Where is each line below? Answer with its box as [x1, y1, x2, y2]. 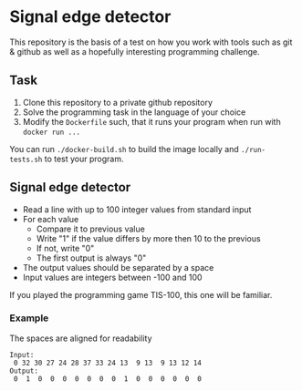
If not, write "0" [36, 242, 95, 253]
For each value [22, 213, 79, 224]
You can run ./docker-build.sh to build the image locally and [9, 143, 239, 154]
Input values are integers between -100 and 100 [22, 272, 203, 283]
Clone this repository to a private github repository [22, 97, 213, 108]
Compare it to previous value [36, 223, 146, 234]
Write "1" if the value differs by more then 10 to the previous [36, 232, 262, 243]
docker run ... [22, 128, 81, 137]
